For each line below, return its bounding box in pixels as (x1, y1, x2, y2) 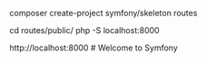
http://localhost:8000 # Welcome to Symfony (9, 42, 179, 53)
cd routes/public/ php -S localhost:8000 (9, 25, 161, 35)
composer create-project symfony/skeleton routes (9, 8, 198, 18)
